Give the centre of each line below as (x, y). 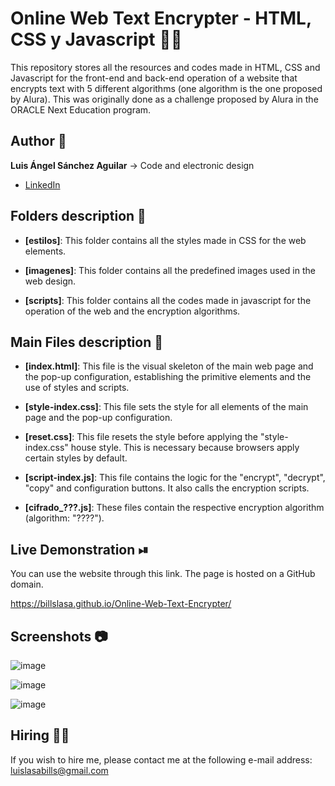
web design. (50, 281)
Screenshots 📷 (59, 636)
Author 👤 (38, 141)
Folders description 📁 (78, 216)
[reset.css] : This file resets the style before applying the (141, 437)
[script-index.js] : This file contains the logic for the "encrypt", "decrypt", (175, 478)
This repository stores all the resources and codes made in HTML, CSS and (165, 67)
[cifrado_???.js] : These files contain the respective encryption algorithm (174, 508)
